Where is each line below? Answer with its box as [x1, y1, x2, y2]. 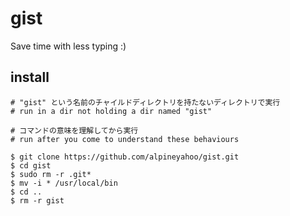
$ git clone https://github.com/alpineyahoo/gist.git [10, 152, 240, 162]
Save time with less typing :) [10, 40, 127, 52]
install [10, 69, 50, 86]
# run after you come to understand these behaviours [10, 134, 240, 144]
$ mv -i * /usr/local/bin [10, 178, 118, 188]
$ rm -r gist [10, 195, 65, 206]
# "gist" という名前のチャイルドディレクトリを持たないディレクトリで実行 [10, 97, 281, 107]
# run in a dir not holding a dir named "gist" [10, 106, 213, 116]
